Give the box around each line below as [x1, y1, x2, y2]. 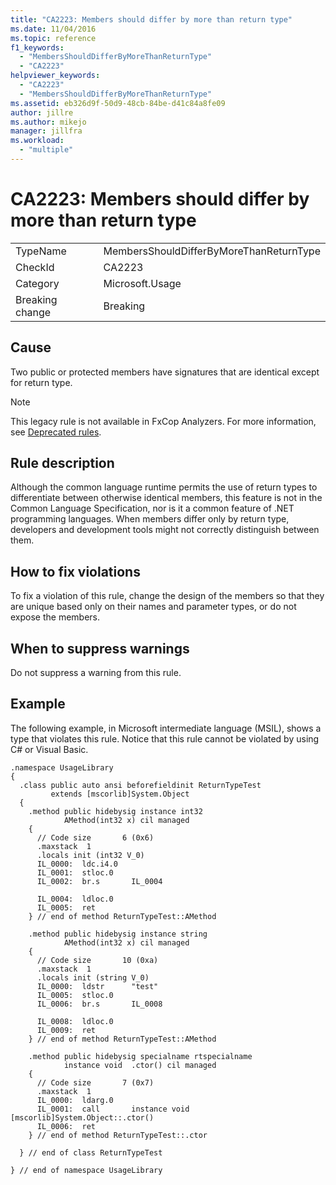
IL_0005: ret [36, 902, 97, 913]
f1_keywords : [10, 42, 65, 53]
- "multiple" [19, 145, 74, 155]
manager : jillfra [10, 126, 83, 136]
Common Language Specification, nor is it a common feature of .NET [10, 502, 295, 515]
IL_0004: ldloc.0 [36, 894, 114, 904]
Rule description [10, 455, 115, 472]
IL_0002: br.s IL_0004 [36, 876, 163, 886]
